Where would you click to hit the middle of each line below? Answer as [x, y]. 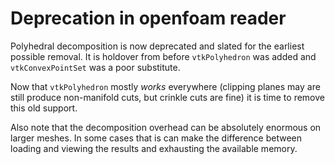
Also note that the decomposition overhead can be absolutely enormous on [166, 127]
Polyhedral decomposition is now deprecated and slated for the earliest [157, 46]
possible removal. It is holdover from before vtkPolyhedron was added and [163, 56]
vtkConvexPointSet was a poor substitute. [95, 67]
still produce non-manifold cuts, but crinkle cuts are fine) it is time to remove [167, 97]
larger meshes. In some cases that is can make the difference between [156, 138]
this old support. [44, 108]
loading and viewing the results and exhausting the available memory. [154, 148]
